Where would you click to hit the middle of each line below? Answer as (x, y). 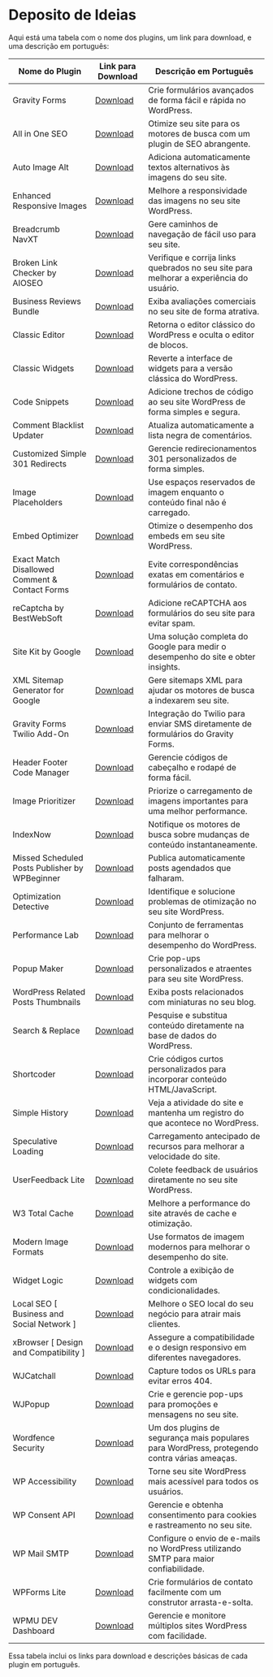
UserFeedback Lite (49, 1180)
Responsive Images (50, 206)
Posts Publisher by (48, 868)
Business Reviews (47, 301)
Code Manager (41, 772)
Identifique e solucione (192, 891)
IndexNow (32, 834)
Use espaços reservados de (202, 482)
